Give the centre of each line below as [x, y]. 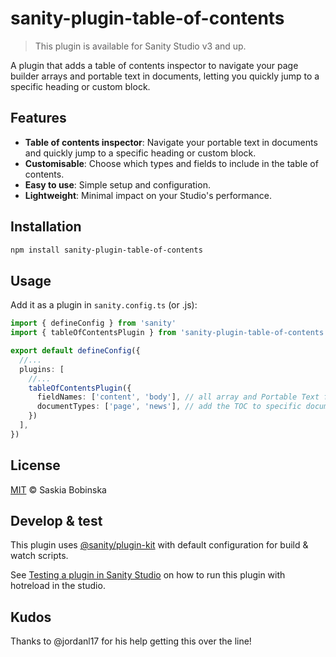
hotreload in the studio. [58, 586]
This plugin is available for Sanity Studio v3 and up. [140, 46]
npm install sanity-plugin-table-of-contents [106, 250]
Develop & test [56, 520]
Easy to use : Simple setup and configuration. [117, 184]
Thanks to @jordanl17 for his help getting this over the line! [131, 641]
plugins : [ [42, 369]
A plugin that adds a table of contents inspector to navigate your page [154, 65]
